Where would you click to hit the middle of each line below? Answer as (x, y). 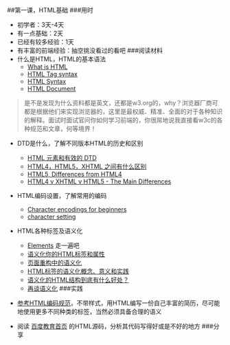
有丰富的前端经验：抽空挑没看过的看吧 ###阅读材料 (90, 51)
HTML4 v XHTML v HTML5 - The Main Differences (99, 181)
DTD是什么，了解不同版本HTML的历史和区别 (80, 143)
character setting (51, 216)
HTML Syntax (47, 81)
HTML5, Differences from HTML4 (74, 174)
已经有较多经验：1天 (45, 42)
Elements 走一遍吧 (54, 245)
